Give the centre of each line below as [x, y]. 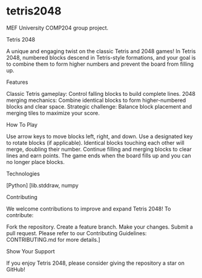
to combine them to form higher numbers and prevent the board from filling [100, 64]
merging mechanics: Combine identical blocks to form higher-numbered [96, 100]
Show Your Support [31, 251]
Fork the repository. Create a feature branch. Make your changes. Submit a [100, 227]
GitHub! [16, 269]
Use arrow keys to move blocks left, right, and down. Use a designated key [99, 136]
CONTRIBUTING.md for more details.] [54, 239]
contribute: [20, 215]
